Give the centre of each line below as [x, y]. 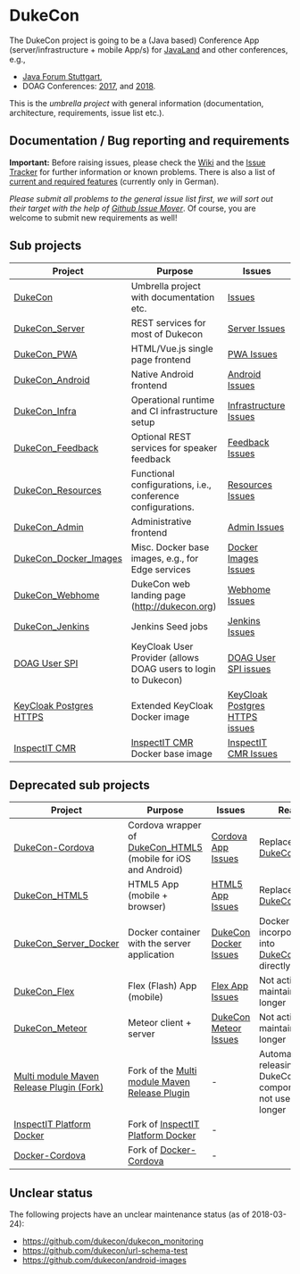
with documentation [173, 297]
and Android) [155, 870]
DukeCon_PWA [46, 354]
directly [275, 966]
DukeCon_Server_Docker [67, 944]
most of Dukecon [167, 334]
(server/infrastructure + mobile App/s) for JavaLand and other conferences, [149, 49]
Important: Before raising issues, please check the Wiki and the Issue [137, 162]
